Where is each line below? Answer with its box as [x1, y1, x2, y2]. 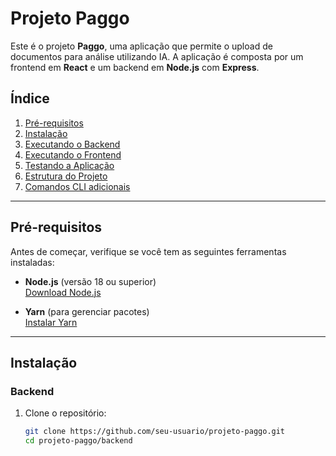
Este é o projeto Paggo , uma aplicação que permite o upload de [10, 40, 273, 52]
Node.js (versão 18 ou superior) [24, 275, 157, 287]
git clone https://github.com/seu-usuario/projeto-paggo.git [24, 427, 286, 437]
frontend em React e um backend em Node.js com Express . [10, 61, 260, 73]
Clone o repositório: [24, 407, 107, 419]
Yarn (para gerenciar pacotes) [24, 305, 150, 317]
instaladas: [10, 256, 55, 268]
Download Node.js [24, 286, 102, 298]
